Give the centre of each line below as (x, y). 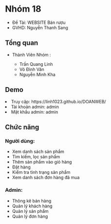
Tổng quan (22, 43)
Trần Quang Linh (36, 64)
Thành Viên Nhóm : (31, 55)
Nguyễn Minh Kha (37, 75)
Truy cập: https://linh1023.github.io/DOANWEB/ (59, 101)
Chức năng (22, 127)
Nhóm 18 (23, 9)
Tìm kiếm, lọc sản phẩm (36, 157)
